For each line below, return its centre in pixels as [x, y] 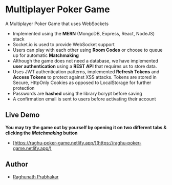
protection [24, 88]
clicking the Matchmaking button [41, 133]
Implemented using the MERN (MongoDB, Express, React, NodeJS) [84, 33]
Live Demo [23, 115]
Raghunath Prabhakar [36, 177]
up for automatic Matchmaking [46, 55]
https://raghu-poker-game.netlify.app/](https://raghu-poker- [78, 142]
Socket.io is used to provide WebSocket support [64, 44]
